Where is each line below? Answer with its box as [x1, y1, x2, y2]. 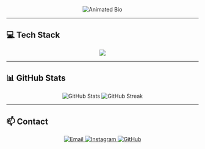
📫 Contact [6, 117, 49, 127]
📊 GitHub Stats [6, 73, 66, 84]
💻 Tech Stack [6, 30, 60, 40]
